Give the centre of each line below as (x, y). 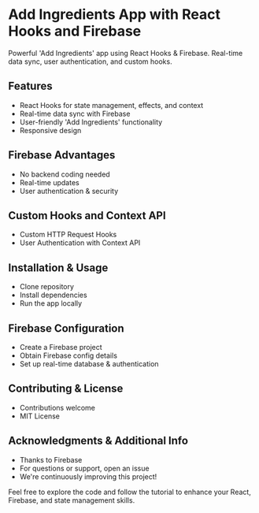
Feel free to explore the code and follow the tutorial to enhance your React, (130, 492)
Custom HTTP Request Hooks (68, 235)
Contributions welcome (57, 407)
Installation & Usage (58, 268)
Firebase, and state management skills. (72, 500)
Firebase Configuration (66, 328)
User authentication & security (69, 191)
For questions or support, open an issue (84, 468)
